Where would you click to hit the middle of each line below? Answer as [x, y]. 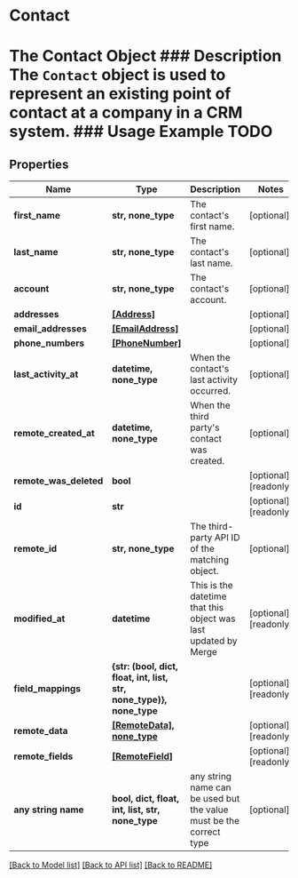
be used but [215, 799]
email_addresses [50, 329]
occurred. [210, 391]
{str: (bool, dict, [145, 666]
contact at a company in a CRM [126, 113]
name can [211, 787]
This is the [212, 586]
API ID [227, 538]
